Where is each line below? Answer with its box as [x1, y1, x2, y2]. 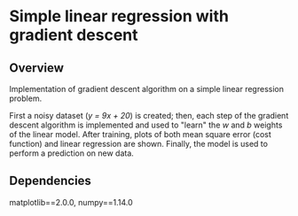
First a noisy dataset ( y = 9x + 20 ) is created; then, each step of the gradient [9, 111, 289, 120]
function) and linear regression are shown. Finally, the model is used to [9, 139, 269, 149]
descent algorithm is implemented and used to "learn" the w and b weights [9, 120, 283, 130]
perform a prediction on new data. [9, 148, 135, 158]
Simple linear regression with [9, 6, 229, 27]
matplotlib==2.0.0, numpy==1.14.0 [9, 197, 133, 207]
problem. [9, 93, 43, 104]
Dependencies [9, 174, 91, 189]
